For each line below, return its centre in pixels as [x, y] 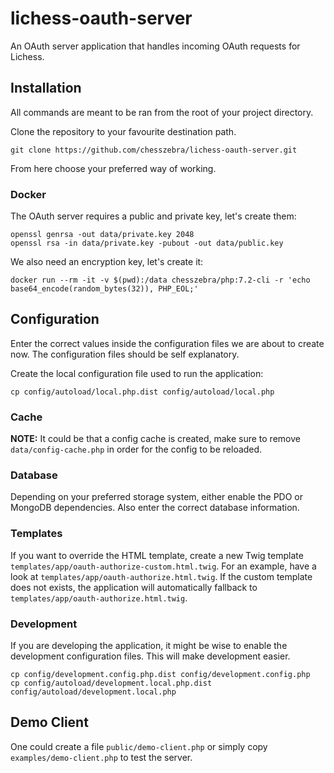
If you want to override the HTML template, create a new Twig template [157, 555]
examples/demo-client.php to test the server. [101, 757]
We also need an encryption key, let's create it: [107, 262]
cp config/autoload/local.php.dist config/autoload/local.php [142, 392]
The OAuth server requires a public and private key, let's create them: [153, 216]
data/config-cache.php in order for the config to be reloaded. [136, 449]
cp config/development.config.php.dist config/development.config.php [160, 675]
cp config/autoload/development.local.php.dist [111, 683]
